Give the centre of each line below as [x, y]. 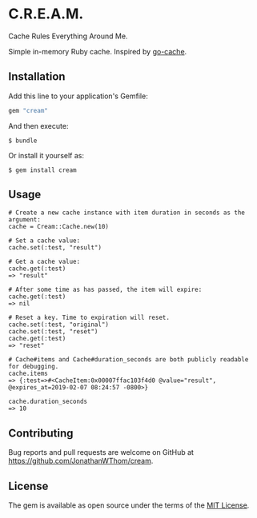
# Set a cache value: [44, 241]
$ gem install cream [43, 170]
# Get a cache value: [44, 262]
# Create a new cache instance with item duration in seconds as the [127, 213]
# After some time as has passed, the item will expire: [105, 290]
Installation [37, 77]
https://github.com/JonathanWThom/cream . [81, 461]
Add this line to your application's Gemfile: [78, 96]
